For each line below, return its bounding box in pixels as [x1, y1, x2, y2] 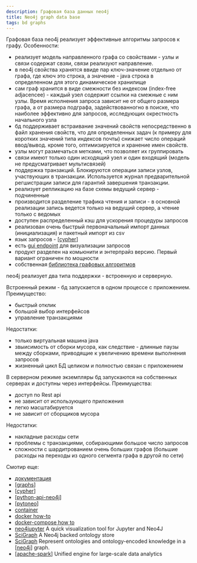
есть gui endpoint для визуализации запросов [14, 242, 130, 249]
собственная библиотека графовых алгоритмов [14, 261, 136, 268]
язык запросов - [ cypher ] [14, 236, 78, 243]
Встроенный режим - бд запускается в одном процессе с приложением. [6, 284, 191, 291]
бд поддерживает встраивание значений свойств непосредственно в [14, 122, 192, 130]
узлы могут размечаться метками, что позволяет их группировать [14, 148, 184, 155]
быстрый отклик [14, 302, 56, 309]
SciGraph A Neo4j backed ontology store [14, 532, 115, 539]
